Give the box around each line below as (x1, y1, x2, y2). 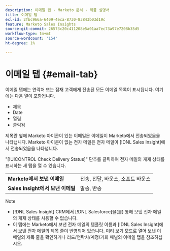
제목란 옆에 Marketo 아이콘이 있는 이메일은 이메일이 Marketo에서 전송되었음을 (5, 132, 160, 138)
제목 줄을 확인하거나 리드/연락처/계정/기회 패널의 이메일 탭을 (26, 234, 146, 240)
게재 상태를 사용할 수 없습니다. (18, 215, 78, 221)
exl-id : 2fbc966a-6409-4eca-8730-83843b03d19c (5, 17, 106, 22)
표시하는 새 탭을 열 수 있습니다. (5, 162, 66, 169)
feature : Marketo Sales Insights (5, 21, 76, 27)
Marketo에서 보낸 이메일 (8, 175, 64, 182)
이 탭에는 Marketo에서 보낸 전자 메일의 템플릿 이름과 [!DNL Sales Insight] (12, 221, 160, 227)
